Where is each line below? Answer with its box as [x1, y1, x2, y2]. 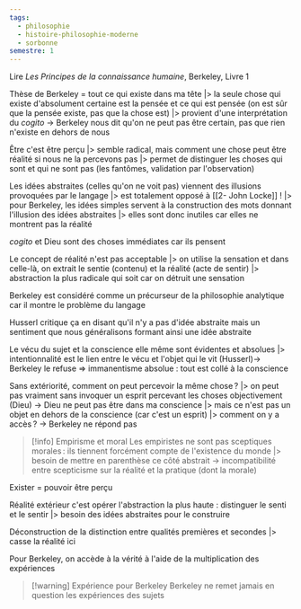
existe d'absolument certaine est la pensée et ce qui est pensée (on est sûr [9, 98, 288, 109]
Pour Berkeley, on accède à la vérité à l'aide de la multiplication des [9, 553, 260, 564]
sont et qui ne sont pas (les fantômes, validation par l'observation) [9, 163, 255, 174]
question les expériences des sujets [31, 590, 164, 601]
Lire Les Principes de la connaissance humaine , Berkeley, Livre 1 [9, 71, 250, 82]
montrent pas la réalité [9, 219, 93, 230]
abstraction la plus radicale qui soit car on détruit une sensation [9, 273, 245, 284]
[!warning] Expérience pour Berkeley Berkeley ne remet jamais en [31, 580, 275, 591]
